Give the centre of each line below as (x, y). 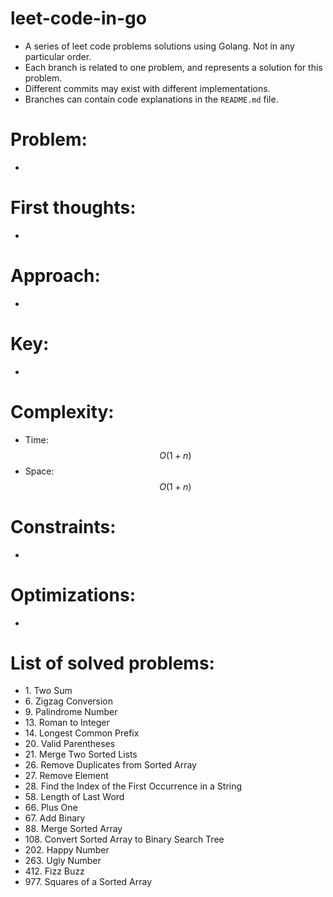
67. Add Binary (55, 818)
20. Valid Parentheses (70, 744)
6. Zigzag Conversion (69, 701)
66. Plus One (51, 808)
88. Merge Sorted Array (73, 829)
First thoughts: (73, 208)
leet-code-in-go (78, 18)
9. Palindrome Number (71, 712)
